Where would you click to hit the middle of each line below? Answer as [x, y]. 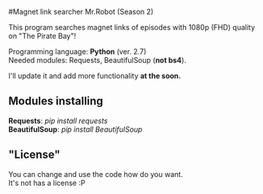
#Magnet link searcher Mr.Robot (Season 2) [81, 12]
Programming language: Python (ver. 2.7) [77, 51]
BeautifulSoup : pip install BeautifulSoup [75, 129]
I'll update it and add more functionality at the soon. [95, 76]
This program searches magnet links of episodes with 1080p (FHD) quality [132, 27]
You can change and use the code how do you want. [96, 174]
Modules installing [56, 101]
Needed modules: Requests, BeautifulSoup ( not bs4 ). [98, 60]
